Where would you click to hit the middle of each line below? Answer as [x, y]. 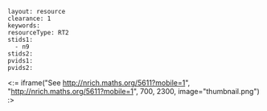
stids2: [21, 54]
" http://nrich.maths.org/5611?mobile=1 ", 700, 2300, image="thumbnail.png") [134, 91]
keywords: [24, 26]
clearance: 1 [29, 18]
